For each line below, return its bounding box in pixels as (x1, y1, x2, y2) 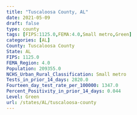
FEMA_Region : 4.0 (6, 60, 51, 66)
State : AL (6, 49, 32, 55)
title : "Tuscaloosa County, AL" (6, 9, 88, 15)
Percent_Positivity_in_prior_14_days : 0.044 (6, 88, 121, 94)
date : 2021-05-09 (6, 15, 51, 21)
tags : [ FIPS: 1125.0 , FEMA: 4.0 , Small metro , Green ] (6, 32, 132, 38)
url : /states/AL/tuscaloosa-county (6, 99, 97, 105)
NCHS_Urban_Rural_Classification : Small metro (6, 71, 127, 77)
